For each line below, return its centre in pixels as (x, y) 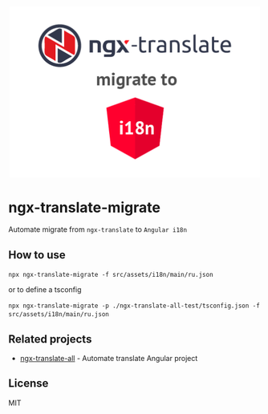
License (28, 384)
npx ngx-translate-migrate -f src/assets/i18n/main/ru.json (111, 275)
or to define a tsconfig (45, 290)
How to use (37, 255)
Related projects (50, 339)
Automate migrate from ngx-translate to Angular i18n (97, 229)
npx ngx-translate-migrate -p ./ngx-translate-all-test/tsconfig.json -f (134, 306)
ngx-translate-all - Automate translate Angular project (109, 358)
